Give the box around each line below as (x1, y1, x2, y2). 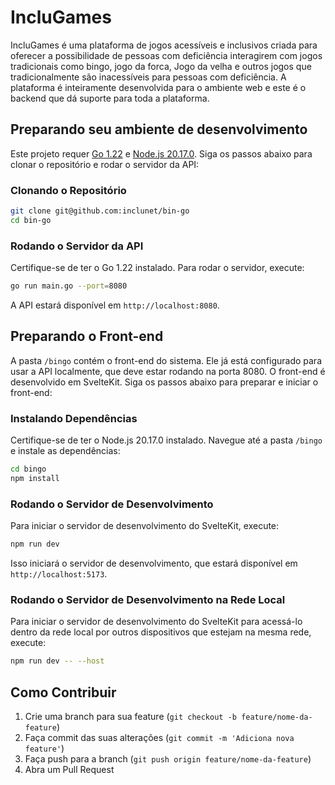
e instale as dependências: (10, 445, 121, 457)
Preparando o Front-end (10, 328, 164, 345)
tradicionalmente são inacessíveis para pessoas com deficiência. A (10, 71, 287, 83)
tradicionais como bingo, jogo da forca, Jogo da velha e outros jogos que (10, 60, 312, 72)
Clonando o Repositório (10, 183, 127, 197)
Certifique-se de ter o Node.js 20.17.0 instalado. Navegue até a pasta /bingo (10, 434, 323, 446)
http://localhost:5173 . (10, 568, 108, 580)
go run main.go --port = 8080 (10, 281, 128, 291)
